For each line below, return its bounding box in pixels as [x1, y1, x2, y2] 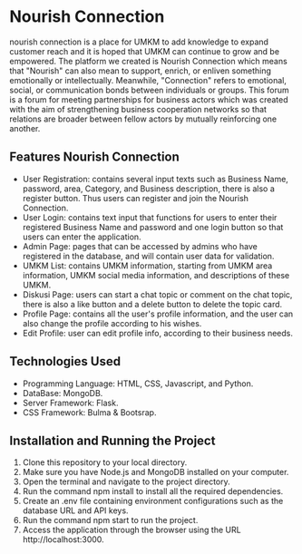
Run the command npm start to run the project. [22, 515, 199, 526]
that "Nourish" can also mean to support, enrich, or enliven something [9, 65, 272, 76]
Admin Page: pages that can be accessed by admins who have [22, 240, 258, 251]
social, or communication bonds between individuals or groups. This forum [9, 84, 289, 95]
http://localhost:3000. [22, 534, 104, 545]
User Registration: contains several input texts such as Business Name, [22, 173, 288, 184]
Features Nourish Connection [9, 150, 180, 165]
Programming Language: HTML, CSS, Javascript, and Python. [22, 378, 254, 389]
